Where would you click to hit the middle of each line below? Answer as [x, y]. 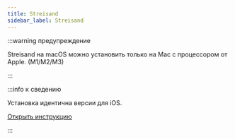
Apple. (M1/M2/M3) [36, 61]
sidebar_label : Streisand [45, 20]
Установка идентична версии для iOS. [65, 102]
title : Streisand [33, 14]
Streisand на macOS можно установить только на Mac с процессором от [117, 54]
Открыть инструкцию [40, 116]
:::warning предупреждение [49, 40]
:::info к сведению [34, 89]
